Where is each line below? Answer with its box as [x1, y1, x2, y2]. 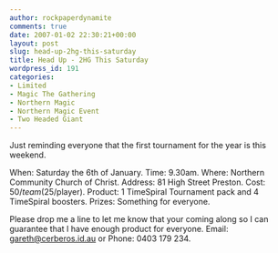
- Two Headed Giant [9, 115, 84, 124]
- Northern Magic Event [9, 106, 100, 116]
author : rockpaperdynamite [9, 13, 112, 23]
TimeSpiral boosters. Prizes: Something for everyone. [9, 197, 211, 207]
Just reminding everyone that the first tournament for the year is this [9, 140, 267, 151]
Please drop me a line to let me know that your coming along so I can [9, 214, 269, 225]
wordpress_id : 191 [9, 65, 79, 74]
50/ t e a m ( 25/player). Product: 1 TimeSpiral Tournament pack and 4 [9, 187, 260, 197]
